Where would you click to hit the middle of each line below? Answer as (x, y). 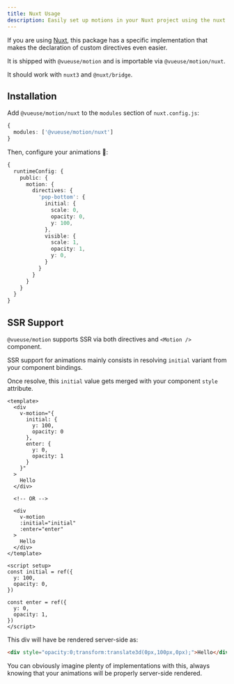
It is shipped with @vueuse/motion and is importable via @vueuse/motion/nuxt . (117, 61)
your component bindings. (45, 367)
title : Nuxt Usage (34, 14)
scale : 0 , (65, 210)
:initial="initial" (48, 523)
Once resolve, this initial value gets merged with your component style (112, 381)
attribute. (20, 388)
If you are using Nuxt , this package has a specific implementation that (107, 40)
